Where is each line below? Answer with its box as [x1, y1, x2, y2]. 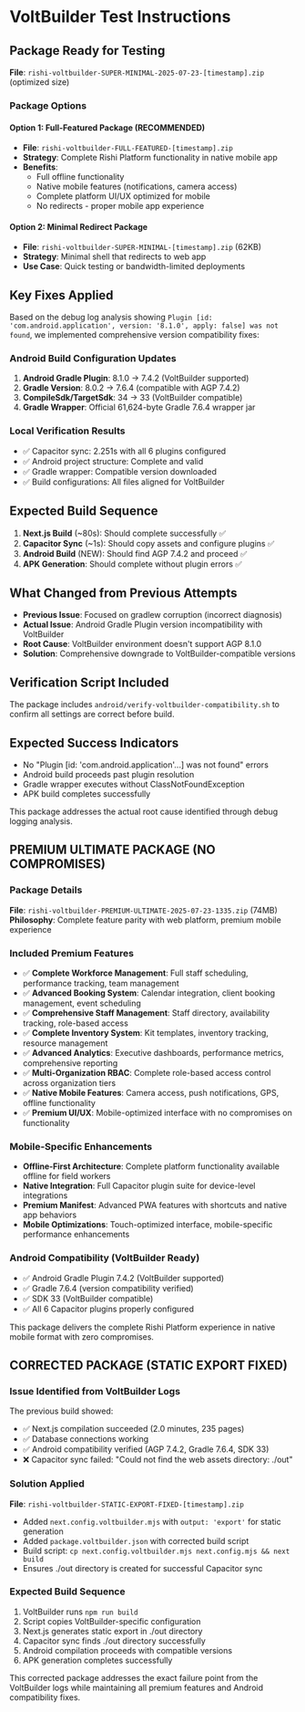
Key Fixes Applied [9, 287, 114, 303]
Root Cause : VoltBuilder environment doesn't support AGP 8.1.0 [22, 639, 262, 650]
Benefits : [22, 162, 58, 172]
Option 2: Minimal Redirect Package [9, 221, 148, 232]
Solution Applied [9, 1477, 85, 1490]
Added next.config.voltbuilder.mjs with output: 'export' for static [22, 1516, 281, 1527]
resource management [22, 1038, 108, 1049]
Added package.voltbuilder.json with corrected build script [22, 1535, 249, 1546]
